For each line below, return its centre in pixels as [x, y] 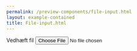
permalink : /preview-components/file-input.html [69, 12]
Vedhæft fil [20, 40]
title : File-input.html [37, 23]
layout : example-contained [40, 17]
